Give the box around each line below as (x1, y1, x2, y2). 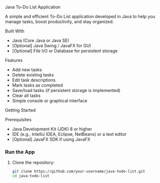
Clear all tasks (12, 92, 41, 98)
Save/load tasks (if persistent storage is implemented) (12, 88, 121, 93)
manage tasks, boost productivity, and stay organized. (5, 19, 114, 24)
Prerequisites (5, 117, 32, 122)
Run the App (5, 148, 35, 155)
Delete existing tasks (12, 72, 54, 77)
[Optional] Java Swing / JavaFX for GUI (12, 43, 91, 48)
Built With (5, 28, 24, 34)
